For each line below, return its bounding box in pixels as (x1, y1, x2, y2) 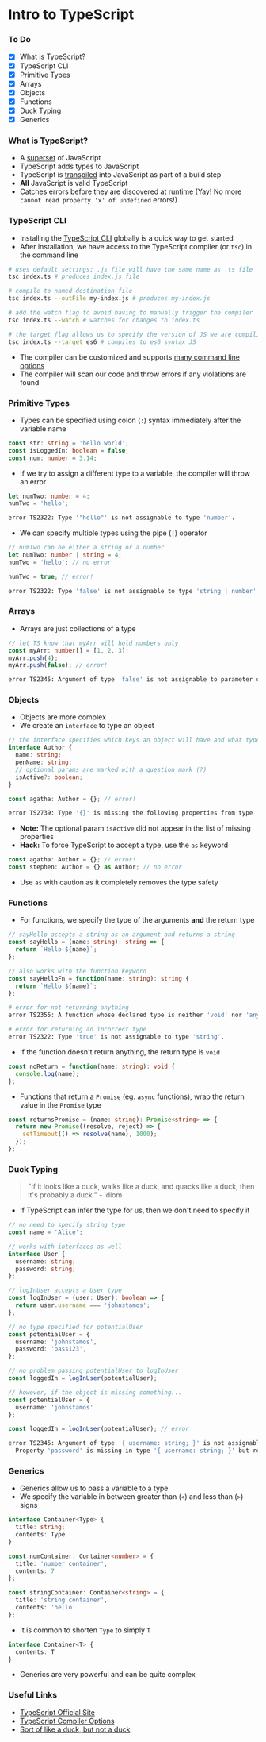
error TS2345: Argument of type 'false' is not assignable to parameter (8, 676, 253, 684)
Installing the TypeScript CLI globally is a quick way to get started (19, 233, 234, 243)
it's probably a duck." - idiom (27, 1190, 123, 1200)
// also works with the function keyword (8, 967, 147, 975)
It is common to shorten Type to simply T (19, 1625, 151, 1635)
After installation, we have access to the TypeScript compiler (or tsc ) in (19, 241, 252, 251)
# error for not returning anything (8, 1004, 129, 1012)
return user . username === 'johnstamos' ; (15, 1301, 150, 1309)
